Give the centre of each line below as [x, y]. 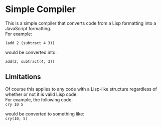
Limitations [23, 77]
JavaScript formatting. [28, 28]
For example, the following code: [39, 99]
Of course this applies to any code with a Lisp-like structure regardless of [81, 89]
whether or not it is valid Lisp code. [41, 94]
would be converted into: [31, 52]
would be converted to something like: [45, 113]
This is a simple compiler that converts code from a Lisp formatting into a [81, 23]
